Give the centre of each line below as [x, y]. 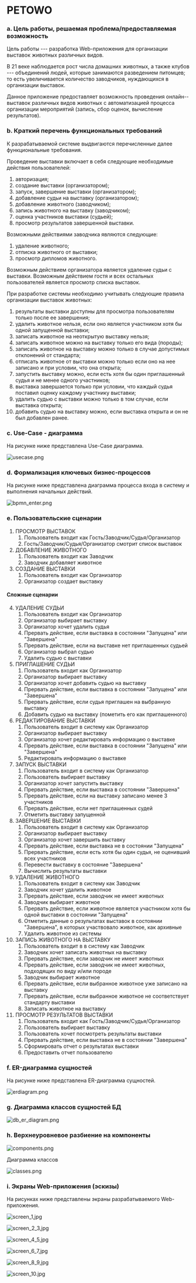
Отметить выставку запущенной [65, 814]
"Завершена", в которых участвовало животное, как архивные [103, 927]
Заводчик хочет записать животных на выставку [85, 952]
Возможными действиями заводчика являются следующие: [82, 234]
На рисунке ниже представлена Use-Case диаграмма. [75, 446]
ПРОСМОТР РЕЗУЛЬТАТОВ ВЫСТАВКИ [64, 1015]
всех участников [45, 858]
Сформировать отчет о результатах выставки [81, 1046]
